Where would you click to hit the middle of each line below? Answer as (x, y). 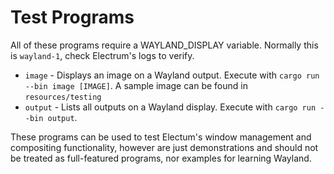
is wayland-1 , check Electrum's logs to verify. (102, 55)
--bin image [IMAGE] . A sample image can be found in (136, 85)
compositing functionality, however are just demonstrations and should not (164, 147)
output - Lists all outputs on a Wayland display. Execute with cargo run (170, 107)
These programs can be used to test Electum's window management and (161, 137)
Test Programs (72, 17)
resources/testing (63, 97)
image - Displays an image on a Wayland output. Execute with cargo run (172, 75)
